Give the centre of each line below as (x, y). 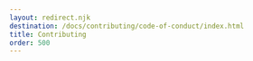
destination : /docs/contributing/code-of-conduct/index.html (127, 26)
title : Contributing (48, 34)
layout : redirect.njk (50, 17)
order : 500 (30, 43)
